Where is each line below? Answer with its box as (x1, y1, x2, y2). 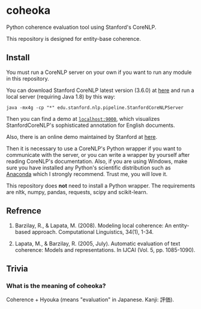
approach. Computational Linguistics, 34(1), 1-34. (32, 228, 154, 235)
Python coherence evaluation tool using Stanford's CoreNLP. (6, 23, 157, 31)
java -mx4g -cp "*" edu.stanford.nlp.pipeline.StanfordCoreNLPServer (6, 105, 184, 111)
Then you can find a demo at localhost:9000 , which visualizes (6, 115, 160, 122)
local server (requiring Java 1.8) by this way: (6, 93, 116, 100)
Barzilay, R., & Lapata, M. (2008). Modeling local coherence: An (14, 222, 172, 229)
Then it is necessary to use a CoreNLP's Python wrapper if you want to (6, 145, 182, 152)
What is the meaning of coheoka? (6, 281, 106, 290)
